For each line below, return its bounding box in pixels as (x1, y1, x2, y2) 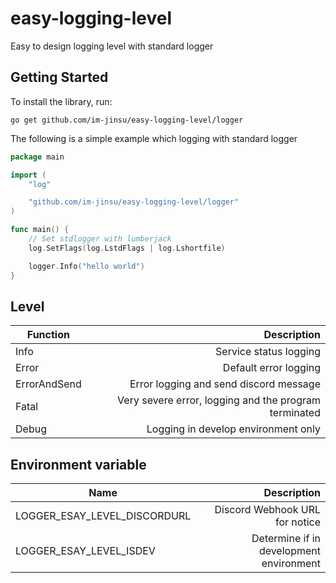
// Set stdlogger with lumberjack (28, 234, 172, 244)
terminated (269, 406, 321, 420)
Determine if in (251, 532, 321, 546)
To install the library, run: (10, 95, 113, 107)
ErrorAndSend (15, 377, 82, 391)
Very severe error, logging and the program (117, 393, 321, 407)
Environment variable (10, 456, 147, 473)
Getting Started (10, 69, 109, 86)
